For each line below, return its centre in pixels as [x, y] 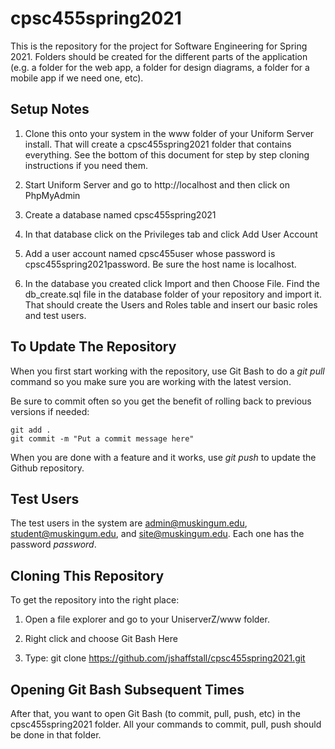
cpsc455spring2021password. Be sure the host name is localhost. [160, 264]
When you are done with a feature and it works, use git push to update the [163, 457]
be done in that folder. [56, 735]
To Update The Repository [93, 347]
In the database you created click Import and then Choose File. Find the [172, 283]
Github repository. [47, 468]
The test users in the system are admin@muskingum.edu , [129, 523]
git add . [31, 430]
